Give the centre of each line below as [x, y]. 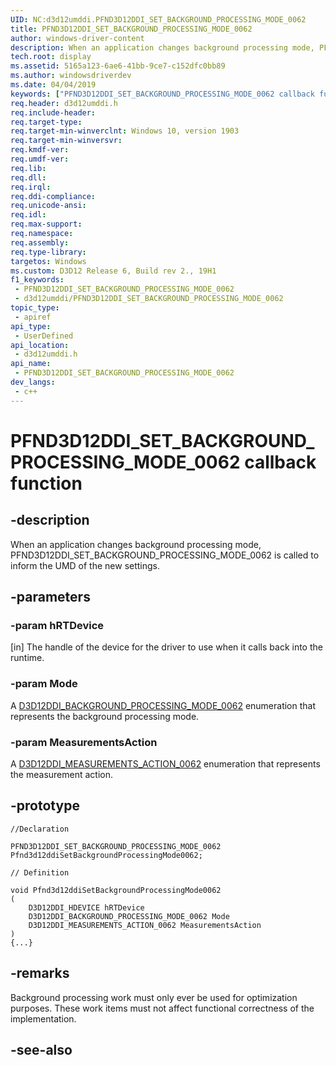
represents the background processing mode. [105, 716]
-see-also [41, 1049]
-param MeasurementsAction [84, 742]
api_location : [40, 345]
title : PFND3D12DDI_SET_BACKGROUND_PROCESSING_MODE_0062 [131, 29]
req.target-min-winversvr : [66, 141]
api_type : [31, 326]
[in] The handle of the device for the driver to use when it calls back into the [166, 647]
